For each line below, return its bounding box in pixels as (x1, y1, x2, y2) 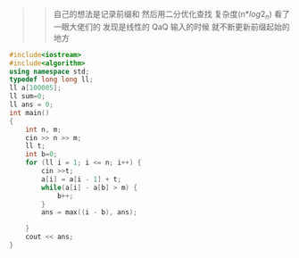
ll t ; (25, 142, 46, 151)
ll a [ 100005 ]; (9, 84, 62, 93)
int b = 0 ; (25, 150, 58, 159)
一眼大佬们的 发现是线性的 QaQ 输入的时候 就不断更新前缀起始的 (53, 21, 290, 32)
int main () (9, 108, 50, 117)
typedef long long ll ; (9, 75, 94, 84)
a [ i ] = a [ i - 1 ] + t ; (41, 174, 122, 184)
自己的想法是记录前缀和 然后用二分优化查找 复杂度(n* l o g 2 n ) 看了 (53, 9, 290, 21)
